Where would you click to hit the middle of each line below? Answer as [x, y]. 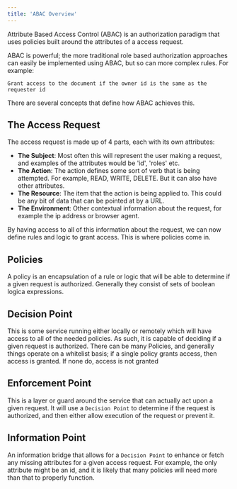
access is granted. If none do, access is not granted [83, 361]
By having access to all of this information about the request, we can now [114, 230]
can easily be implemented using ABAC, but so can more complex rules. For [118, 63]
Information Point [47, 438]
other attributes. [41, 186]
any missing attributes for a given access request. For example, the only [112, 462]
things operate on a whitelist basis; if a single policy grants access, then [112, 354]
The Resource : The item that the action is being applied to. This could [119, 193]
